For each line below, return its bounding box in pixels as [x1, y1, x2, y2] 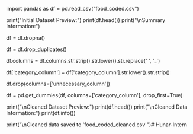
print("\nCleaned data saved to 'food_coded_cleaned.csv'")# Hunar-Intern [6, 121, 188, 128]
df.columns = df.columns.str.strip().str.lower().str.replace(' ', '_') [6, 58, 160, 64]
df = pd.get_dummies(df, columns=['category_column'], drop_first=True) [6, 92, 183, 98]
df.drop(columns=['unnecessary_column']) [6, 80, 111, 87]
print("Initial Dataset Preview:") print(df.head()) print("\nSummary [6, 17, 166, 23]
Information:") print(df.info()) [6, 110, 76, 116]
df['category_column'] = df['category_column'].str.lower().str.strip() [6, 69, 170, 76]
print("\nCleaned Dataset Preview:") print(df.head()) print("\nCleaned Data [6, 103, 188, 110]
